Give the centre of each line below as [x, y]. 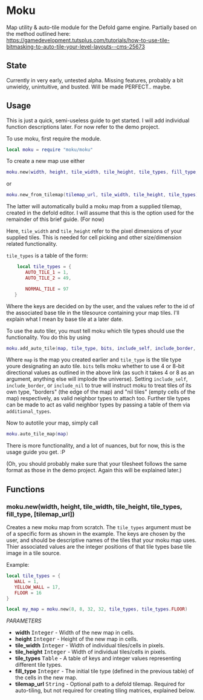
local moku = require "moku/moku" [50, 150]
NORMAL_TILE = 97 [47, 289]
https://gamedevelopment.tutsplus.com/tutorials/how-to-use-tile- [88, 40]
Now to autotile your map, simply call [52, 423]
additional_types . [29, 411]
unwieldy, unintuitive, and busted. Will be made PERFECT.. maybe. [89, 87]
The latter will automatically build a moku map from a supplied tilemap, [94, 206]
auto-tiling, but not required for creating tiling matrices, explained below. [105, 690]
